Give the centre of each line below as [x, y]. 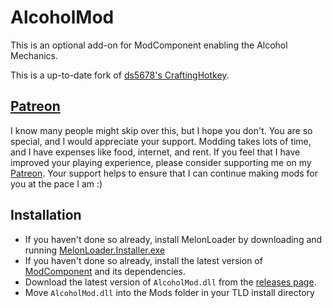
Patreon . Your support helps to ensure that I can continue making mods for [164, 173]
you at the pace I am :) [56, 183]
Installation [46, 215]
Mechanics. [34, 55]
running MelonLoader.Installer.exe [95, 250]
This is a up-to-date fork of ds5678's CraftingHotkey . [120, 75]
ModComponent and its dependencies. [105, 271]
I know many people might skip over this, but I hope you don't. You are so [161, 130]
